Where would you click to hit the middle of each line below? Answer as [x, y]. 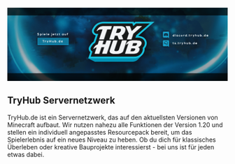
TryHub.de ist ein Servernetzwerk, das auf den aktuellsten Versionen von [113, 117]
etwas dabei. [26, 154]
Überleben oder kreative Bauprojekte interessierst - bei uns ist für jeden [111, 147]
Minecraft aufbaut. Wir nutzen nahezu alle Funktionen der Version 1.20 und [115, 125]
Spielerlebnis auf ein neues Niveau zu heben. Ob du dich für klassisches [112, 140]
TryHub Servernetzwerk [61, 101]
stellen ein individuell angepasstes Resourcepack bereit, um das [100, 132]
